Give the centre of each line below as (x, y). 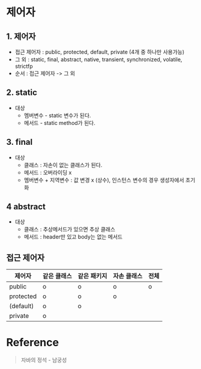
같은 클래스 (57, 276)
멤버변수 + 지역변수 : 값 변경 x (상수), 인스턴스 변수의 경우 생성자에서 (104, 180)
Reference (32, 343)
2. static (22, 93)
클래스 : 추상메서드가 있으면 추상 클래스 (70, 230)
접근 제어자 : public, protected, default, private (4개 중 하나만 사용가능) (100, 52)
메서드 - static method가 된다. (60, 123)
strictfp (24, 66)
